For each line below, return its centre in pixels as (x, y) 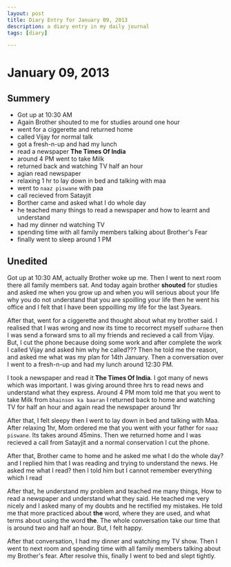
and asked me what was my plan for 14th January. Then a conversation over (115, 357)
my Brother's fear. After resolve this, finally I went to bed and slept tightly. (111, 556)
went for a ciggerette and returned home (75, 130)
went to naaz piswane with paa (60, 188)
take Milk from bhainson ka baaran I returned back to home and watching (111, 400)
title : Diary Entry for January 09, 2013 (68, 20)
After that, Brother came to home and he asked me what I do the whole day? (115, 456)
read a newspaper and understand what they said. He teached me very (108, 499)
